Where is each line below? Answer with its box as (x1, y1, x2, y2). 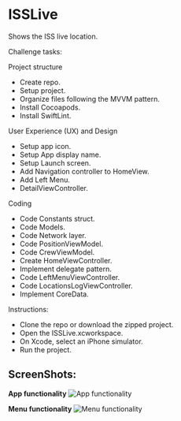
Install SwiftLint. (19, 110, 72, 120)
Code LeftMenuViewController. (19, 272, 120, 281)
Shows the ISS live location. (8, 32, 98, 41)
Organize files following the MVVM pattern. (19, 94, 160, 103)
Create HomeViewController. (19, 255, 113, 265)
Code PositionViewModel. (19, 239, 104, 248)
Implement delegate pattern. (19, 264, 112, 274)
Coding (8, 199, 32, 208)
